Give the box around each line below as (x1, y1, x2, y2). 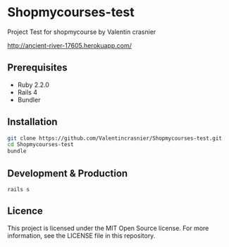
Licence (7, 205, 44, 217)
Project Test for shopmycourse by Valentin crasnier (7, 28, 156, 36)
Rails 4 (17, 88, 37, 96)
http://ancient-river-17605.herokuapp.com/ (7, 41, 132, 49)
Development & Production (7, 167, 128, 179)
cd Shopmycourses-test (7, 141, 74, 148)
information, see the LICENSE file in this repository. (7, 231, 156, 240)
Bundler (17, 95, 41, 104)
